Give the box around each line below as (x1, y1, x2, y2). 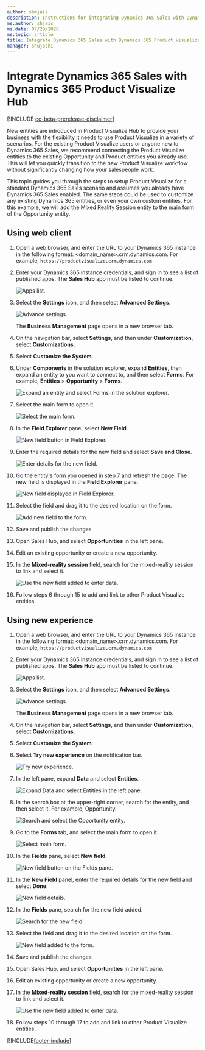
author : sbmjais (7, 9, 48, 15)
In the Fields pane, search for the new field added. (15, 906, 143, 913)
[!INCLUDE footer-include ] (7, 1037, 72, 1045)
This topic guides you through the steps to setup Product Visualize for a (7, 177, 187, 185)
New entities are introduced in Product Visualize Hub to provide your (7, 127, 179, 134)
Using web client (7, 228, 72, 238)
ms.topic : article (7, 32, 54, 38)
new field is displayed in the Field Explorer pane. (15, 478, 139, 485)
